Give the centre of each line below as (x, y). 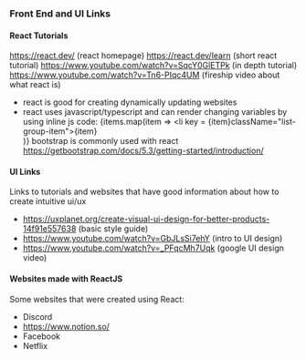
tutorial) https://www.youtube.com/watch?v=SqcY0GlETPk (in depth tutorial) (153, 66)
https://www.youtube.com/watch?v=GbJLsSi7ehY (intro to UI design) (153, 239)
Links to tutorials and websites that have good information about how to (144, 192)
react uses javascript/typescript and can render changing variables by (155, 112)
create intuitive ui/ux (48, 201)
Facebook (42, 336)
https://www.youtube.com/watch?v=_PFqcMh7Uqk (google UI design (153, 248)
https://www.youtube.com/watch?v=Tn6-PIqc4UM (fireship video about (145, 75)
